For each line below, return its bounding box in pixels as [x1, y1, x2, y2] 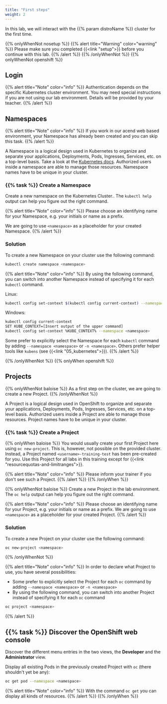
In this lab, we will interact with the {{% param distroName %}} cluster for [5, 25, 156, 31]
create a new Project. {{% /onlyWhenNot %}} [5, 391, 98, 397]
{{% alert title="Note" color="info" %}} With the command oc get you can [5, 688, 157, 694]
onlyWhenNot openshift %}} [5, 56, 63, 62]
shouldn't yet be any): [5, 669, 50, 675]
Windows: [5, 310, 26, 316]
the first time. [5, 31, 33, 37]
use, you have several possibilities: [5, 569, 77, 575]
